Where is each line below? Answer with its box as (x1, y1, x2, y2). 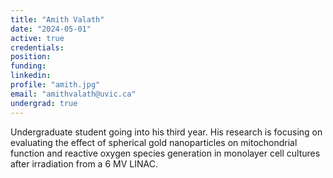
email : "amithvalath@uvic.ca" (10, 89, 137, 99)
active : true (10, 33, 65, 43)
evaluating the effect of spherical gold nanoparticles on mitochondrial (10, 136, 298, 148)
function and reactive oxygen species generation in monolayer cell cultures (10, 147, 321, 159)
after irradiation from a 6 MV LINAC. (10, 157, 158, 170)
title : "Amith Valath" (10, 14, 105, 25)
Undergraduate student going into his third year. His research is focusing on (10, 126, 323, 138)
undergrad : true (10, 98, 78, 108)
